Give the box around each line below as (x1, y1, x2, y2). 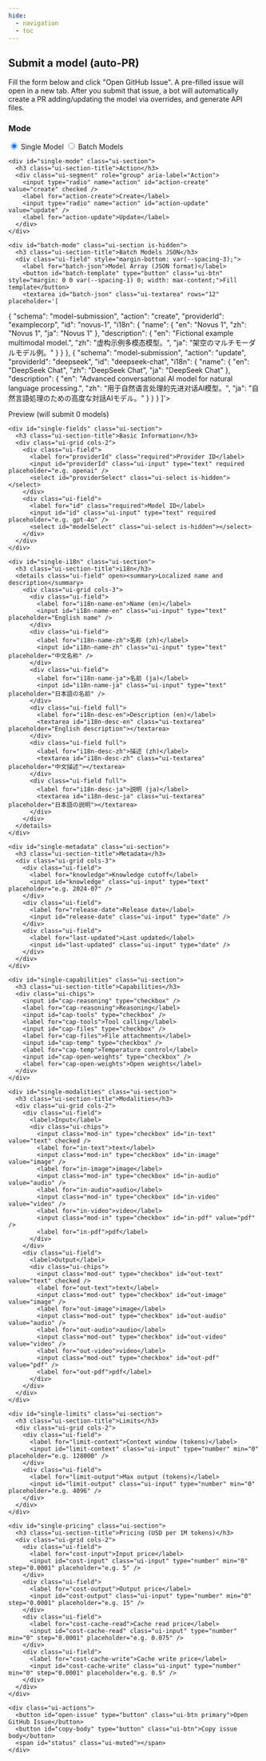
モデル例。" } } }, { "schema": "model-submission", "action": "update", (14, 348, 247, 358)
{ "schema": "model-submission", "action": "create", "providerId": (8, 311, 225, 321)
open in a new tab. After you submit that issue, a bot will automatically (8, 86, 239, 96)
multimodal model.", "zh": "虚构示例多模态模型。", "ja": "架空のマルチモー (8, 338, 249, 348)
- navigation (15, 19, 59, 27)
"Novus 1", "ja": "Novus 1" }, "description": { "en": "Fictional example (8, 329, 234, 338)
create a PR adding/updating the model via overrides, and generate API (8, 94, 243, 104)
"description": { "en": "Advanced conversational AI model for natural (8, 374, 233, 384)
